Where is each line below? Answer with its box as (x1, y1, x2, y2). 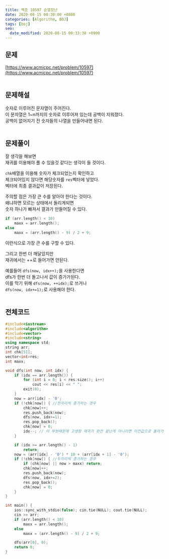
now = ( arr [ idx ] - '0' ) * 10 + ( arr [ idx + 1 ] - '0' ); (14, 452, 130, 457)
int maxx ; (5, 359, 26, 364)
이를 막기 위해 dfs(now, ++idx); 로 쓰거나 (5, 280, 87, 286)
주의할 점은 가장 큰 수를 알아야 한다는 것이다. (5, 194, 93, 200)
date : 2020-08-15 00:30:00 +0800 (5, 12, 75, 17)
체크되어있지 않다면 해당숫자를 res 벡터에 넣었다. (5, 176, 100, 182)
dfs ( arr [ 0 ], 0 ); (14, 540, 49, 545)
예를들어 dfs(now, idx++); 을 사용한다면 (5, 267, 84, 273)
